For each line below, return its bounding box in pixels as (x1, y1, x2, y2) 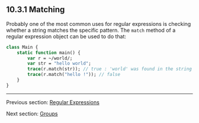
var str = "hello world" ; (27, 61, 92, 67)
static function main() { (17, 49, 81, 55)
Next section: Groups (6, 110, 58, 117)
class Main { (6, 44, 38, 50)
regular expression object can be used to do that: (6, 32, 126, 40)
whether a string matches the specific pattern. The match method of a (6, 26, 176, 34)
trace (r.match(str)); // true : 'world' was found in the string (27, 66, 192, 72)
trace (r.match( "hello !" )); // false (27, 72, 120, 78)
